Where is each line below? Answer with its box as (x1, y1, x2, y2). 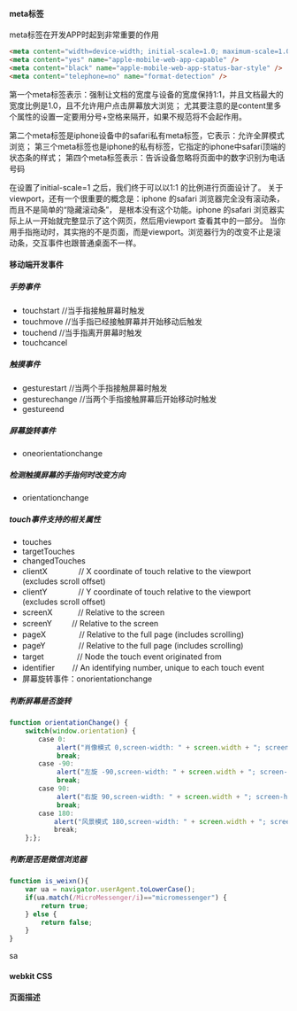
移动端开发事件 (9, 260, 64, 270)
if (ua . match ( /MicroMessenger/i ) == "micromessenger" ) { (25, 893, 227, 902)
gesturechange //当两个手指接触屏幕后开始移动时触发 (21, 394, 217, 405)
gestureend (21, 404, 65, 415)
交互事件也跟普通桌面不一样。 (32, 237, 141, 248)
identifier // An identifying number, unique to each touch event (21, 663, 265, 673)
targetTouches (21, 546, 75, 557)
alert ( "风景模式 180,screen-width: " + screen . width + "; (54, 817, 267, 826)
